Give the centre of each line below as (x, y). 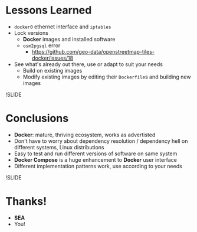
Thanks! (26, 202)
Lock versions (31, 32)
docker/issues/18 (52, 58)
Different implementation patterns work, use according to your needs (98, 166)
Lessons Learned (49, 10)
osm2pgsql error (42, 45)
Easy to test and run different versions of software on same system (96, 153)
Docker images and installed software (69, 39)
